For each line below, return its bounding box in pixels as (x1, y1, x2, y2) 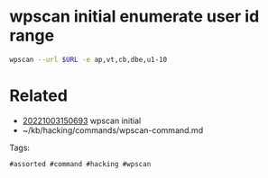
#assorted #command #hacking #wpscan (9, 159, 152, 168)
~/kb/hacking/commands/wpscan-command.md (22, 124, 204, 136)
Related (9, 85, 68, 105)
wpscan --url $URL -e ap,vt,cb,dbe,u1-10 (9, 55, 168, 64)
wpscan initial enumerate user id (9, 6, 260, 27)
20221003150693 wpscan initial (22, 115, 142, 126)
